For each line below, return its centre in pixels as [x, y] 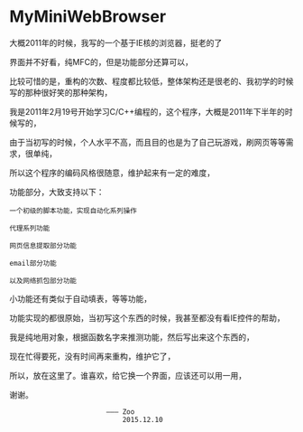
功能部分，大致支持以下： [57, 192]
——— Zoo [120, 412]
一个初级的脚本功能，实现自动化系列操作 [73, 211]
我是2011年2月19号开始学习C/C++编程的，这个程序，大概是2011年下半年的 [147, 111]
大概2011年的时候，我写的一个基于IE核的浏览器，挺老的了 [116, 42]
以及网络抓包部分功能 [43, 281]
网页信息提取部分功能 [43, 246]
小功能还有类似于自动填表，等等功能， [80, 298]
